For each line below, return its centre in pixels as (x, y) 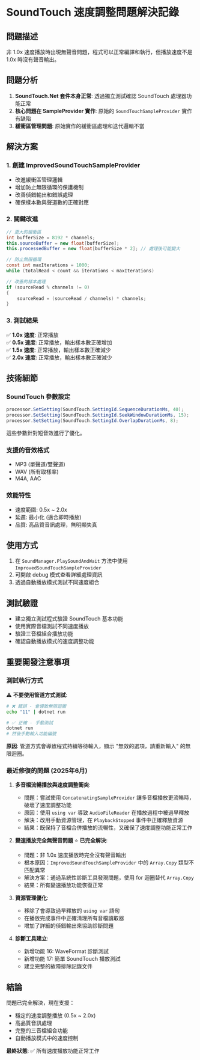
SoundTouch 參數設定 (38, 396)
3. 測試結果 (22, 320)
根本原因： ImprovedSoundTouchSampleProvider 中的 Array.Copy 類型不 (109, 863)
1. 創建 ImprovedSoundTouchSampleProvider (73, 165)
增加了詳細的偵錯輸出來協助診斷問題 (69, 926)
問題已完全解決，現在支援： (41, 1003)
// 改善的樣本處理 (26, 281)
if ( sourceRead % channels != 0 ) (48, 287)
